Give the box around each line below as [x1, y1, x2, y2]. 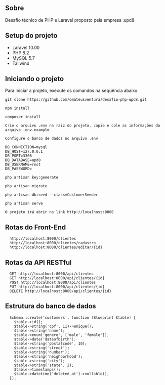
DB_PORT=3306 [5, 153, 32, 159]
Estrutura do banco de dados [5, 302, 96, 310]
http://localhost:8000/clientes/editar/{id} [9, 245, 103, 250]
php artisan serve [5, 201, 43, 206]
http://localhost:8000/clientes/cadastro [9, 241, 96, 246]
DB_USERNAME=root [5, 162, 41, 167]
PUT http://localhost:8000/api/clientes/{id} [9, 284, 105, 290]
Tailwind [12, 60, 30, 66]
